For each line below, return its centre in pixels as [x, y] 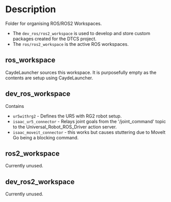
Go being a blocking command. [46, 137]
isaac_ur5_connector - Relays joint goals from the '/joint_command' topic [89, 121]
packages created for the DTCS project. [55, 39]
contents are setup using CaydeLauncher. [49, 78]
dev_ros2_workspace [40, 182]
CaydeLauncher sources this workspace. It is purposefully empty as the [81, 72]
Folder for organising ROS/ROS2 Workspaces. [54, 23]
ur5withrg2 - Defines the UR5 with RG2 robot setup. [67, 116]
